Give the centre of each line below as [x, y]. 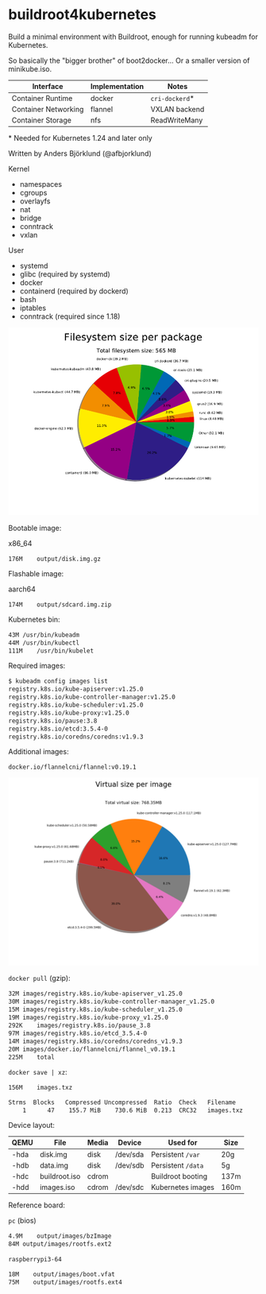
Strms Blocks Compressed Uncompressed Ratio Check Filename [122, 1102]
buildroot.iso [60, 1176]
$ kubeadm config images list [58, 681]
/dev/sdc [129, 1187]
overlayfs [35, 201]
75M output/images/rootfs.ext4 [66, 1282]
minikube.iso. [30, 68]
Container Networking [48, 109]
